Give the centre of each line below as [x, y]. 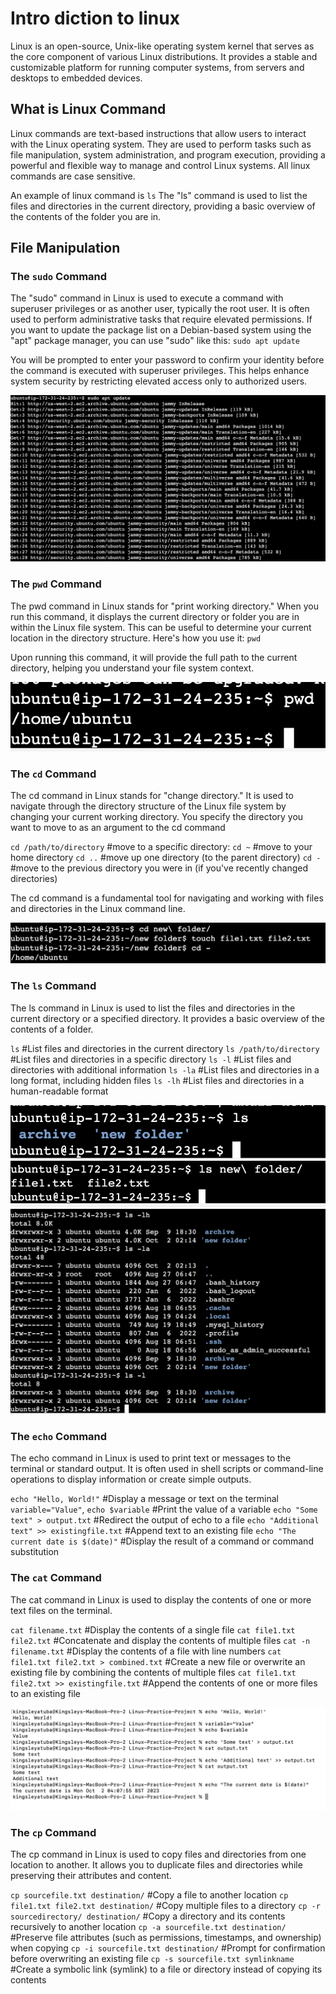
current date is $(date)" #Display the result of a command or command [162, 1541]
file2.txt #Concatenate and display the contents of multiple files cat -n [160, 1640]
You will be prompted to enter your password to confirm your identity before [167, 360]
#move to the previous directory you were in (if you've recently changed [159, 868]
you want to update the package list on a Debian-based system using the [161, 330]
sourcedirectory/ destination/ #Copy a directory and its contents [148, 1916]
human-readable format [59, 1091]
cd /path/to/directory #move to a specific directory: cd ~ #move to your [161, 847]
